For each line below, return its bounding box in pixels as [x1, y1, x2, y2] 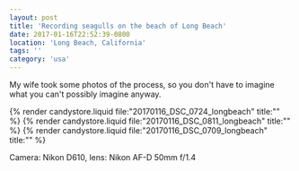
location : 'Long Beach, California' [9, 38, 146, 47]
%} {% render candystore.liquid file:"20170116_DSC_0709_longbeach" [9, 125, 268, 135]
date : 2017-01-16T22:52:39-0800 [9, 30, 130, 38]
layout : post [9, 13, 58, 22]
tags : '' [9, 47, 42, 56]
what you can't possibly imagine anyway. [9, 89, 162, 99]
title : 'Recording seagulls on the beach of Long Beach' [9, 21, 227, 30]
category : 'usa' [9, 55, 70, 64]
